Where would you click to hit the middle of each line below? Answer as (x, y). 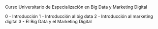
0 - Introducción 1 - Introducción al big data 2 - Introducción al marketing (79, 16)
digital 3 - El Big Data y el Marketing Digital (48, 22)
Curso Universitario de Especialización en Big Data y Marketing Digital (76, 7)
